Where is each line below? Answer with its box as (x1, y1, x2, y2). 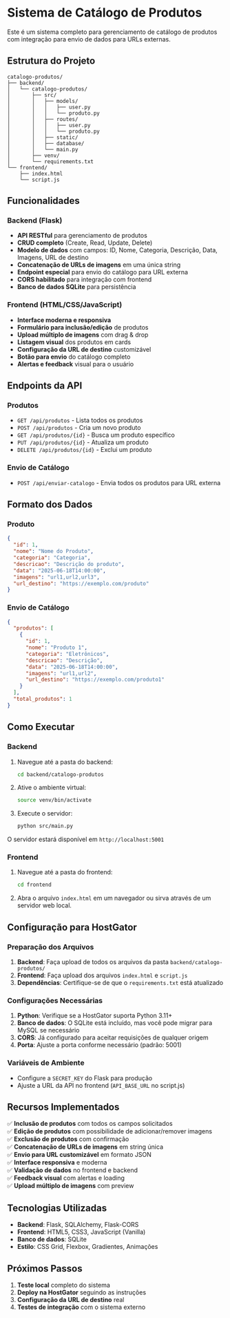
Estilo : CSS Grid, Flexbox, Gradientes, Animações (17, 1243, 158, 1251)
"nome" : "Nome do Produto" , (13, 548, 94, 555)
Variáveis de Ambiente (7, 1058, 85, 1068)
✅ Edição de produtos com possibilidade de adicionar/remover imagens (7, 1127, 212, 1136)
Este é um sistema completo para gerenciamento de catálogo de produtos (7, 28, 218, 36)
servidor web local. (17, 901, 72, 910)
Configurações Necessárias (7, 995, 103, 1005)
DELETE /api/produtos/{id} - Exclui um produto (17, 446, 153, 454)
